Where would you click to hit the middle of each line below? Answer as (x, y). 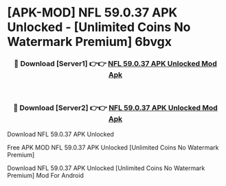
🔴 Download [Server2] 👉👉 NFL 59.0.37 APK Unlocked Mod (115, 108)
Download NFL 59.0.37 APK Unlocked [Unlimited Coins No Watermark (106, 168)
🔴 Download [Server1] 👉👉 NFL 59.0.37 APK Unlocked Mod (115, 64)
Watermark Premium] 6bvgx (89, 42)
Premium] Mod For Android (46, 175)
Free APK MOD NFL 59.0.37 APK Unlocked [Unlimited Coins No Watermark (113, 147)
